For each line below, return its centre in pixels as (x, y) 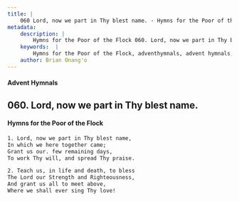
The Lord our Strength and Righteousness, (71, 178)
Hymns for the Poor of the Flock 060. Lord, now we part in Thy (130, 40)
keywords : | (39, 47)
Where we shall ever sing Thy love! (62, 191)
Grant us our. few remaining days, (60, 151)
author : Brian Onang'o (54, 60)
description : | (43, 34)
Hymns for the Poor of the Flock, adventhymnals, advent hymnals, (133, 54)
